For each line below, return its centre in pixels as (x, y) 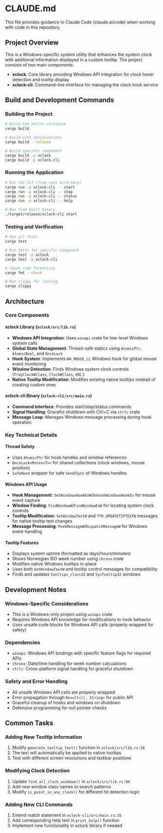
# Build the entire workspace (36, 124)
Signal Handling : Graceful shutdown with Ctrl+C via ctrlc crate (76, 412)
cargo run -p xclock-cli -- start (40, 187)
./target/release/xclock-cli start (41, 214)
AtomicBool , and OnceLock (37, 353)
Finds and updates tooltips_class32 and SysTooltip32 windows (76, 574)
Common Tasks (29, 723)
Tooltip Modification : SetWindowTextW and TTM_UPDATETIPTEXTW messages (85, 516)
